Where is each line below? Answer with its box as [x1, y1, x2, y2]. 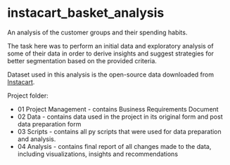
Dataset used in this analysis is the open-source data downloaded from [7, 70, 215, 79]
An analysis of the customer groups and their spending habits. [7, 28, 188, 37]
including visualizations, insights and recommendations [17, 150, 178, 158]
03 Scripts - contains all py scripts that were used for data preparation [17, 127, 222, 136]
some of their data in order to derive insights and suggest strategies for [7, 49, 215, 58]
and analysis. [17, 135, 56, 143]
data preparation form [17, 119, 82, 128]
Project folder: [7, 91, 49, 100]
